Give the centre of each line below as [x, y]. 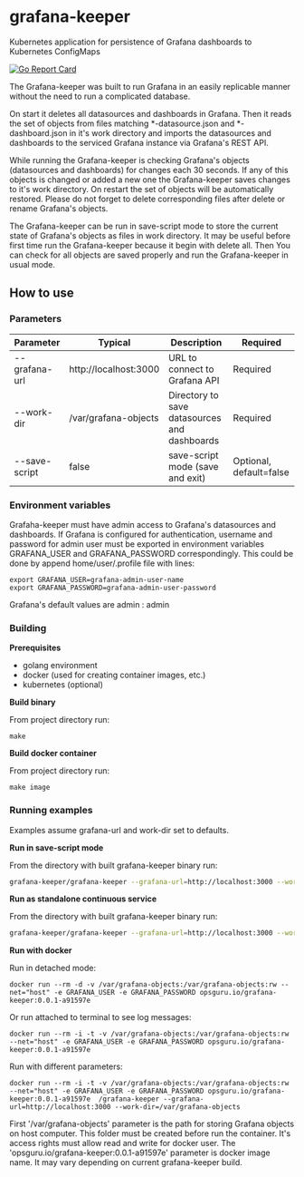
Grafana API [194, 380]
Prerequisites [35, 648]
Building [28, 627]
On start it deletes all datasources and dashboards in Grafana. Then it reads [151, 113]
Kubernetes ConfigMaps [55, 51]
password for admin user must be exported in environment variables [137, 544]
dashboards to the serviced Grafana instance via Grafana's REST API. [139, 142]
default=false [261, 472]
